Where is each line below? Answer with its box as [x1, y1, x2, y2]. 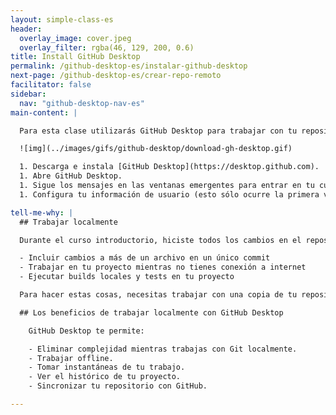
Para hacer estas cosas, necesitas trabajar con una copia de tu [19, 290, 298, 300]
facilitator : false [10, 80, 92, 90]
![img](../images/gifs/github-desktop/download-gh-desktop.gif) [19, 144, 293, 154]
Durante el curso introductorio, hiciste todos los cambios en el [19, 235, 302, 245]
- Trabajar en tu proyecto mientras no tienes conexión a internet [19, 262, 307, 273]
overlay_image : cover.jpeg [19, 33, 132, 43]
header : [10, 24, 43, 34]
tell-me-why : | [10, 207, 74, 218]
